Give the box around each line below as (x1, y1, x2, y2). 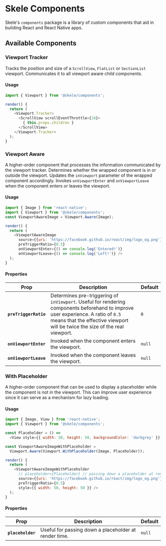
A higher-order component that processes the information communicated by (5, 162, 161, 168)
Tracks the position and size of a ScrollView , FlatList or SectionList (5, 65, 146, 71)
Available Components (5, 39, 77, 48)
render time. (40, 532, 69, 539)
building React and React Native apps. (5, 24, 83, 30)
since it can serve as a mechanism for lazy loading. (5, 395, 110, 401)
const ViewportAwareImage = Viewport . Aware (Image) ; (5, 214, 114, 219)
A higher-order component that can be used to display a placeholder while (5, 384, 157, 390)
